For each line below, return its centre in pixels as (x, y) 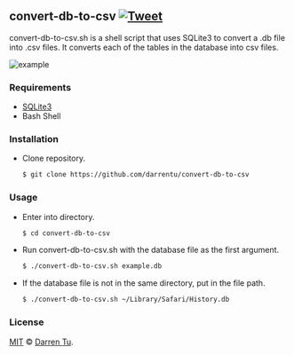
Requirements (40, 87)
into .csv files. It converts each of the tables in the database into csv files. (144, 47)
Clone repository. (54, 158)
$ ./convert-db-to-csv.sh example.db (92, 266)
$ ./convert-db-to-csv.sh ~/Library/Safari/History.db (126, 300)
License (27, 322)
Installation (34, 139)
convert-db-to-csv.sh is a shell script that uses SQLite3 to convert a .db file (147, 37)
